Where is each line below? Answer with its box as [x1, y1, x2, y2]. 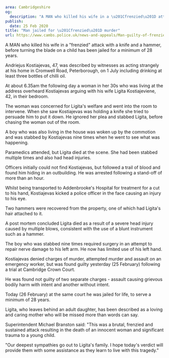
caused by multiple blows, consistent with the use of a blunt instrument [5, 226, 153, 232]
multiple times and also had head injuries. [5, 155, 92, 161]
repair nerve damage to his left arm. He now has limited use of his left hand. [5, 246, 162, 252]
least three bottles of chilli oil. [5, 73, 66, 79]
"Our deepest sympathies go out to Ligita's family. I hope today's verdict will [5, 342, 163, 348]
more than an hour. [5, 175, 45, 181]
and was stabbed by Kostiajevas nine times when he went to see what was [5, 134, 160, 140]
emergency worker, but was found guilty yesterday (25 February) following [5, 261, 160, 267]
